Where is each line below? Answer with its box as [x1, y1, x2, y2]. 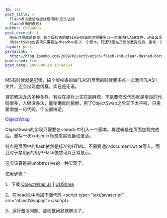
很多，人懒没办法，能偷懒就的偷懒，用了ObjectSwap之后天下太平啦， [9, 100, 153, 106]
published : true [5, 58, 39, 63]
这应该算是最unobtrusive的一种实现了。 [5, 160, 86, 166]
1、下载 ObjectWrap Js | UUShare [5, 181, 74, 187]
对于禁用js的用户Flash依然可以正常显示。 [9, 150, 93, 156]
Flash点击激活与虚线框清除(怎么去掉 [9, 16, 75, 21]
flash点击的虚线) [9, 21, 42, 26]
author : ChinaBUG [5, 26, 41, 31]
